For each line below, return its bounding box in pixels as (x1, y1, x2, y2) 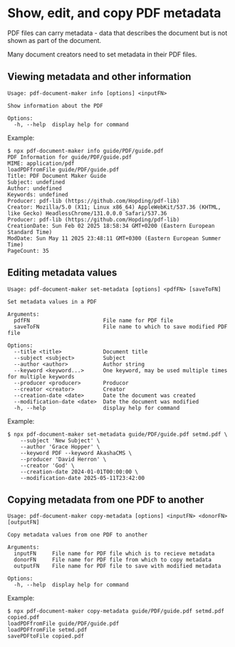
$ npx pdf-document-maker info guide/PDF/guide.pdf (7, 147, 164, 154)
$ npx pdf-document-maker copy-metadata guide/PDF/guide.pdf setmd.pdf (7, 608, 224, 615)
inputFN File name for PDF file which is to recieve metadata (14, 550, 215, 558)
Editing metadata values (7, 266, 117, 279)
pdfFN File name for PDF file (14, 316, 174, 324)
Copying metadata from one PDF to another (7, 493, 204, 506)
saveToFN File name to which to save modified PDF (14, 323, 228, 330)
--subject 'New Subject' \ (20, 437, 100, 444)
